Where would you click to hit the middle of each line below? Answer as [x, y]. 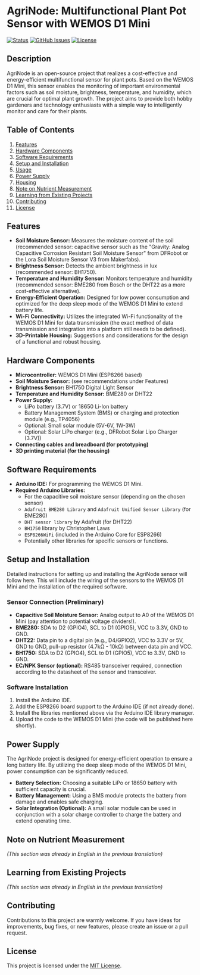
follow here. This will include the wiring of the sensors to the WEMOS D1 [95, 580]
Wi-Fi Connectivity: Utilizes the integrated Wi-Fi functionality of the [99, 316]
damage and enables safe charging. [59, 802]
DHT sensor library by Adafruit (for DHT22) [78, 522]
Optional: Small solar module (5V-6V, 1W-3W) [80, 426]
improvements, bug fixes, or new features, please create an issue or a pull [97, 926]
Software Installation [37, 687]
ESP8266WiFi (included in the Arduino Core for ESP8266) [93, 535]
